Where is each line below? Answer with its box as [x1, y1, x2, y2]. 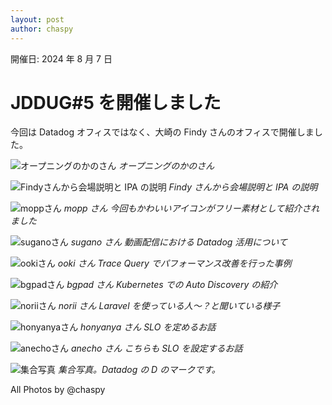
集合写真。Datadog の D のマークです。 [57, 364, 221, 376]
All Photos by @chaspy [10, 384, 106, 396]
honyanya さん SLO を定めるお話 [80, 321, 217, 333]
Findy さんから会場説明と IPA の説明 [168, 181, 318, 193]
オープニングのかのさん [118, 160, 215, 172]
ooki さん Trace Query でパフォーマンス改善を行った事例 [57, 257, 292, 270]
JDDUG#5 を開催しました [10, 91, 222, 114]
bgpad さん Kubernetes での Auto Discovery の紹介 [66, 279, 278, 291]
